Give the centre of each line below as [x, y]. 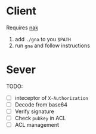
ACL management [37, 125]
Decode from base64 [41, 104]
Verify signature [35, 111]
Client [21, 11]
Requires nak [22, 28]
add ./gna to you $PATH [43, 39]
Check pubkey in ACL [40, 118]
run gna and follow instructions [52, 45]
